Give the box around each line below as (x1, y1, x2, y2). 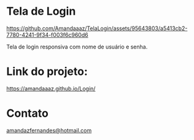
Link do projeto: (6, 64, 88, 79)
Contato (6, 106, 49, 120)
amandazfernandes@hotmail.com (6, 126, 92, 134)
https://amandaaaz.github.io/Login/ (6, 85, 96, 92)
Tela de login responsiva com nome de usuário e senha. (6, 43, 148, 50)
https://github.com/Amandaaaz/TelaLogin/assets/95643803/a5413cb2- (6, 25, 188, 32)
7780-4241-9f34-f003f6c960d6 (6, 31, 88, 38)
